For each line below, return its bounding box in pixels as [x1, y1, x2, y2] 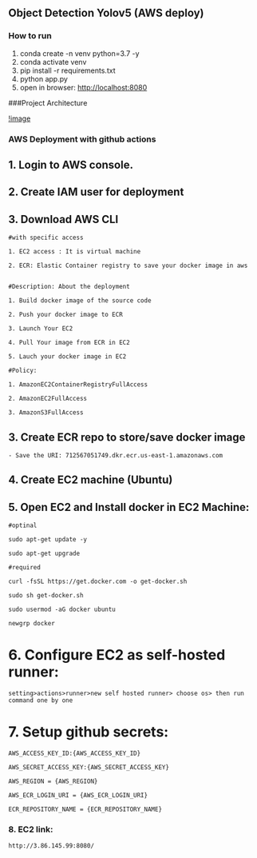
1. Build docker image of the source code [8, 297, 152, 305]
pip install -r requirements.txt [19, 66, 116, 75]
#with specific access [8, 233, 84, 242]
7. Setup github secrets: [8, 723, 169, 741]
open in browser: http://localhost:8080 [19, 82, 148, 92]
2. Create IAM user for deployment [8, 186, 184, 199]
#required [8, 564, 42, 572]
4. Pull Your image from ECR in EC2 [8, 339, 130, 347]
